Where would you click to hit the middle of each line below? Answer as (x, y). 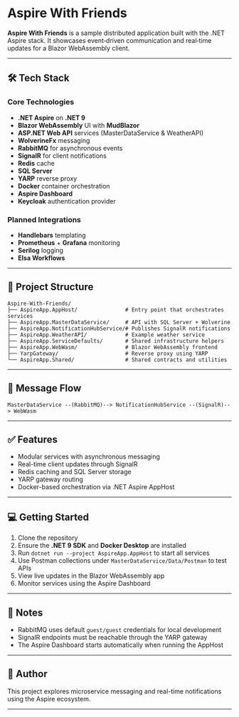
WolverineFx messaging (54, 140)
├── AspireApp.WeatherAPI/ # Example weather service (106, 335)
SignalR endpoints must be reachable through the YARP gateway (112, 637)
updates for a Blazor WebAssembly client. (69, 48)
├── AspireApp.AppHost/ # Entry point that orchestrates (116, 310)
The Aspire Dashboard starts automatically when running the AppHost (121, 645)
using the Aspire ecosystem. (49, 698)
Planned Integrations (44, 219)
